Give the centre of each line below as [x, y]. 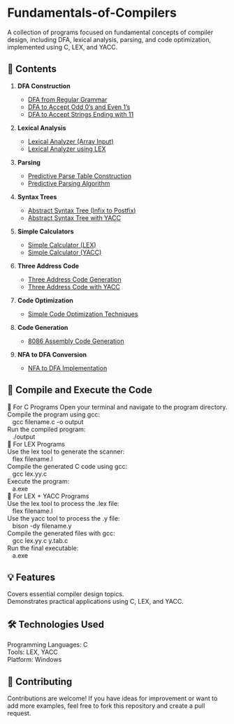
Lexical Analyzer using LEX [67, 149]
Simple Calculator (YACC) [65, 252]
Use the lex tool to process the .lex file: [63, 503]
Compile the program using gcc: [53, 414]
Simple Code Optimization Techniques [83, 314]
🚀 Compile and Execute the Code [80, 390]
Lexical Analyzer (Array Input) [71, 141]
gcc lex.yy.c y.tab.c [40, 540]
